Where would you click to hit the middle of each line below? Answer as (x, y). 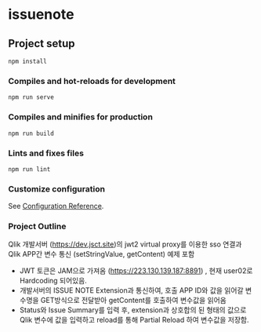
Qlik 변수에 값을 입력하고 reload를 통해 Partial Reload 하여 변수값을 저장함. (134, 320)
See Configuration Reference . (56, 206)
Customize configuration (57, 188)
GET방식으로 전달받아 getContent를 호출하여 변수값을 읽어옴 (134, 301)
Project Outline (37, 227)
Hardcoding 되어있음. (53, 281)
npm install (27, 61)
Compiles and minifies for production (80, 117)
